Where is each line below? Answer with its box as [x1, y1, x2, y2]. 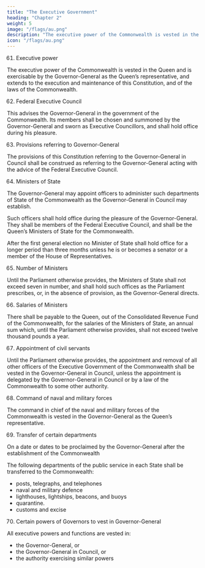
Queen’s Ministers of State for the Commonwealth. [7, 228, 135, 235]
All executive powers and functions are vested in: [7, 530, 131, 537]
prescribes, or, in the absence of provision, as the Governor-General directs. [7, 290, 199, 296]
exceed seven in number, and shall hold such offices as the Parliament [7, 283, 185, 290]
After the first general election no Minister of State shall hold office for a [7, 240, 188, 247]
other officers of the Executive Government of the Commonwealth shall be [7, 363, 195, 370]
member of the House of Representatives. [7, 253, 113, 259]
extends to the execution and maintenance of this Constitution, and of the [7, 79, 192, 86]
